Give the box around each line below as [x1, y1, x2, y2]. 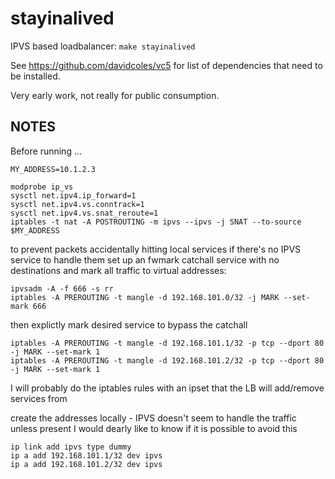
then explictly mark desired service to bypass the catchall [10, 318, 248, 331]
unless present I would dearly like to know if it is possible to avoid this [10, 422, 298, 434]
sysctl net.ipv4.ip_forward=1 [10, 190, 137, 201]
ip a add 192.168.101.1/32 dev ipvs [10, 450, 163, 461]
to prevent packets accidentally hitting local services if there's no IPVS [10, 243, 302, 255]
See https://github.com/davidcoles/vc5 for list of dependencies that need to [10, 59, 323, 71]
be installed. [10, 70, 61, 82]
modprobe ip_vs [10, 182, 74, 192]
